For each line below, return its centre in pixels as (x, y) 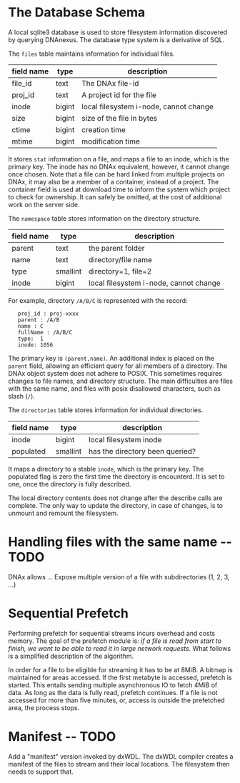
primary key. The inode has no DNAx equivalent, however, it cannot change (119, 166)
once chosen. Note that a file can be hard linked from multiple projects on (116, 174)
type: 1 (30, 339)
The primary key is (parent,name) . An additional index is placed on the (111, 358)
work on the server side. (44, 204)
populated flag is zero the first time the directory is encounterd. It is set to (116, 477)
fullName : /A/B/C (45, 332)
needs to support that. (41, 772)
